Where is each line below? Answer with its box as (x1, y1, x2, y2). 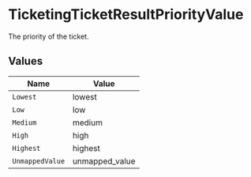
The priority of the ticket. (8, 32, 89, 41)
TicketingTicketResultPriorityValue (8, 6, 244, 24)
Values (8, 55, 43, 68)
